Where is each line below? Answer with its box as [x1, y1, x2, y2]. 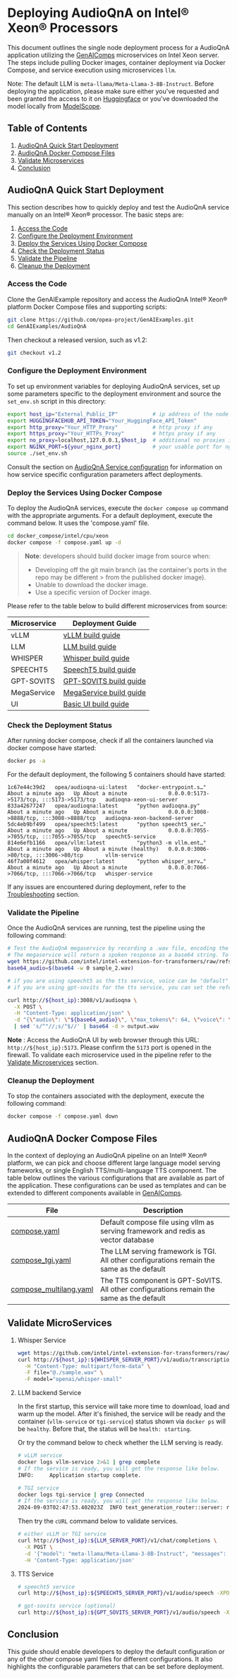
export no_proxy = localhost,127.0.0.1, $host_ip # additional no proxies [7, 437, 226, 444]
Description [143, 1205, 183, 1215]
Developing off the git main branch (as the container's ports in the [35, 565, 227, 574]
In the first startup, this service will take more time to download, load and [17, 1402, 230, 1411]
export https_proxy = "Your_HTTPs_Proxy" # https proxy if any [7, 430, 217, 437]
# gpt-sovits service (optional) [17, 1602, 116, 1610]
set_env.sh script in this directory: [7, 397, 107, 405]
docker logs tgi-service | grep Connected [17, 1491, 145, 1498]
